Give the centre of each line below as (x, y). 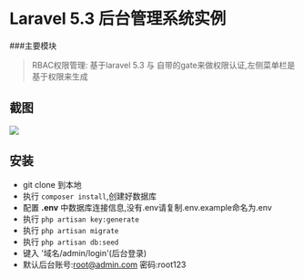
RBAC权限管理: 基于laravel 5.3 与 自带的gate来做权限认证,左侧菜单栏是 (163, 65)
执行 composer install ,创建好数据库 (90, 196)
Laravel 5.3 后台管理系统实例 (118, 19)
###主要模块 (33, 46)
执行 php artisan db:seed (71, 242)
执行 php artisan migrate (71, 230)
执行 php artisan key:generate (81, 219)
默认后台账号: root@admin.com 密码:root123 (104, 264)
